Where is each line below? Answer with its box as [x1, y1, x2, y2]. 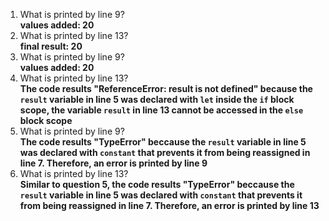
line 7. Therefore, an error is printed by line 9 [19, 157, 208, 169]
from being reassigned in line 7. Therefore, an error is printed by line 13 [19, 200, 320, 211]
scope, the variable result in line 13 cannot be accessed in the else [19, 104, 304, 116]
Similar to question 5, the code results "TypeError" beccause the [19, 179, 295, 190]
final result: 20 [19, 40, 83, 52]
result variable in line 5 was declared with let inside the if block [19, 94, 295, 105]
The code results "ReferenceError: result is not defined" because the [19, 83, 313, 94]
